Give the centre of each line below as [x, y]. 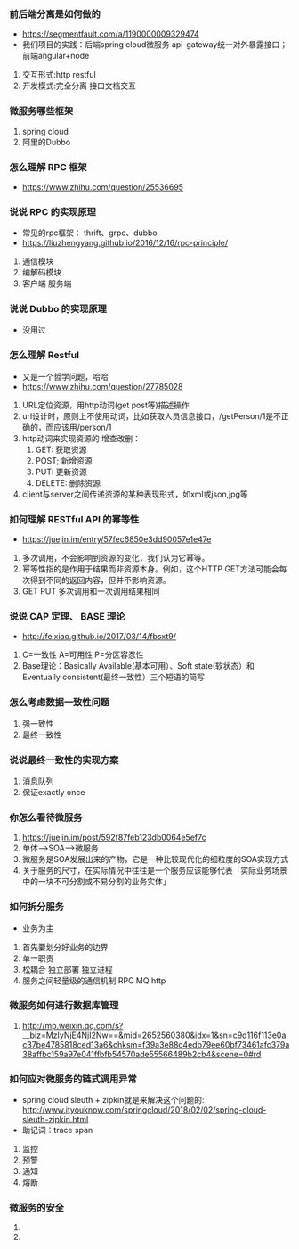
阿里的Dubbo [46, 142]
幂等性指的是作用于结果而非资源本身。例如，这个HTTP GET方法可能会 [151, 569]
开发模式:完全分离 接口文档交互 [79, 86]
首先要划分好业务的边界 [65, 947]
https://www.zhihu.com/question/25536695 [103, 187]
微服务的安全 [37, 1208]
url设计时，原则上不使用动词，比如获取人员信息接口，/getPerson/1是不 [152, 415]
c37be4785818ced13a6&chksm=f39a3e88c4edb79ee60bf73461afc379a [156, 1044]
